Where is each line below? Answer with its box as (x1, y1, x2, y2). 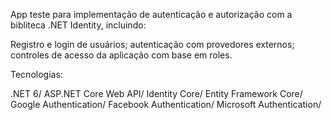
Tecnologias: (10, 69, 63, 80)
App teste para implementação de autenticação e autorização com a (10, 9, 293, 20)
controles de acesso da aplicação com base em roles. (10, 49, 233, 61)
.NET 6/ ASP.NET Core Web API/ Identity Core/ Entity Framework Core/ (10, 88, 303, 99)
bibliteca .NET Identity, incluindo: (10, 19, 147, 31)
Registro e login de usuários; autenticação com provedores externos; (10, 39, 295, 50)
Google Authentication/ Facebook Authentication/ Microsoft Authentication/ (10, 99, 322, 110)
